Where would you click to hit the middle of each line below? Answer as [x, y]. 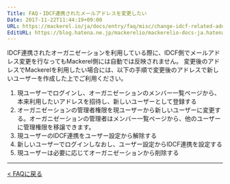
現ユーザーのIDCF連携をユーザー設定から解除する [87, 136]
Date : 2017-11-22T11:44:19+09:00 [55, 20]
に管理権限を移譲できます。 [56, 127]
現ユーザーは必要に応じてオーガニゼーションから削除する [98, 153]
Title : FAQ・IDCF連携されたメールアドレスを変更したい [77, 13]
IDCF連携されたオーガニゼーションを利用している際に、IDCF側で [99, 53]
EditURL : [20, 32]
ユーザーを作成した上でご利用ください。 [70, 79]
